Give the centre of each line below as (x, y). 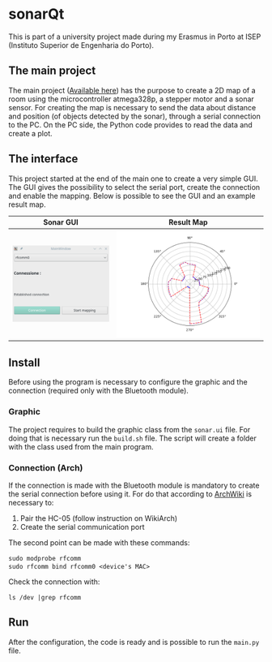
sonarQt (36, 14)
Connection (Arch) (46, 467)
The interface (43, 159)
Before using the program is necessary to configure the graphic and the (128, 382)
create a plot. (30, 133)
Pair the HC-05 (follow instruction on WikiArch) (99, 518)
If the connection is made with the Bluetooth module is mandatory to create (134, 485)
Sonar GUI (61, 222)
